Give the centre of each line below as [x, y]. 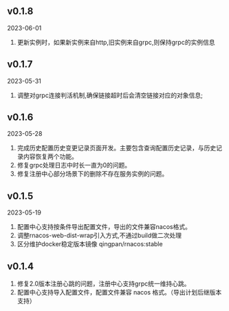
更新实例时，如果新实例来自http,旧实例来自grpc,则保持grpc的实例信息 [116, 42]
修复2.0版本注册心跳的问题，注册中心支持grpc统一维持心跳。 [103, 284]
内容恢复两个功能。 [50, 157]
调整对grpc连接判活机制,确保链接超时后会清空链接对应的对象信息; [110, 95]
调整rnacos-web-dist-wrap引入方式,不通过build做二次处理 [99, 235]
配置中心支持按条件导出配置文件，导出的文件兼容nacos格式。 [104, 227]
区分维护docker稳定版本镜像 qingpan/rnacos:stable [90, 244]
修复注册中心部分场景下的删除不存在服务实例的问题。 [92, 174]
